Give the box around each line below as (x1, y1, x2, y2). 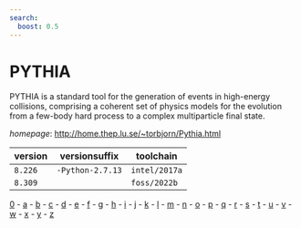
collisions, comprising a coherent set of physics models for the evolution (9, 101, 283, 112)
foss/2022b (130, 178, 178, 188)
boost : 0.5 (17, 22, 59, 31)
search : (9, 13, 39, 23)
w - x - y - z (9, 209, 55, 220)
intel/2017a (130, 165, 183, 176)
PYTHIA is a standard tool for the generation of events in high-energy (9, 91, 271, 102)
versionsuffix (59, 150, 119, 162)
